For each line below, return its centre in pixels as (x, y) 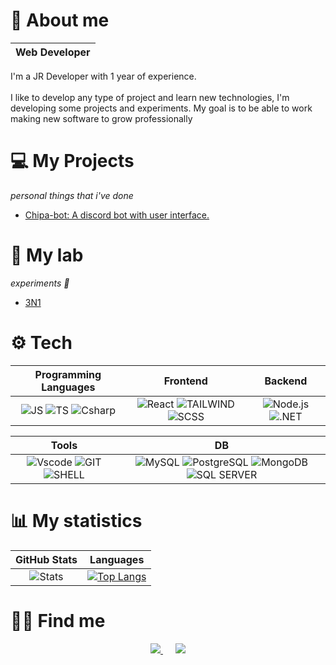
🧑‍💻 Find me (58, 620)
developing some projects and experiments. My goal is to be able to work (161, 108)
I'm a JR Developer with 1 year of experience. (103, 76)
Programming (68, 374)
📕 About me (60, 20)
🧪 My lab (47, 255)
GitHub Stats (46, 559)
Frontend (185, 381)
